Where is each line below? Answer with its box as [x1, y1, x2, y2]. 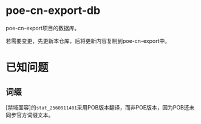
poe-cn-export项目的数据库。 [5, 24, 80, 31]
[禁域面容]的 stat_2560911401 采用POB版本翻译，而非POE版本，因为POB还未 [5, 103, 195, 111]
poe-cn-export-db [5, 4, 101, 18]
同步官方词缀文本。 [5, 111, 54, 119]
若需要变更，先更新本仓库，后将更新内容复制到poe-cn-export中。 [5, 37, 171, 44]
